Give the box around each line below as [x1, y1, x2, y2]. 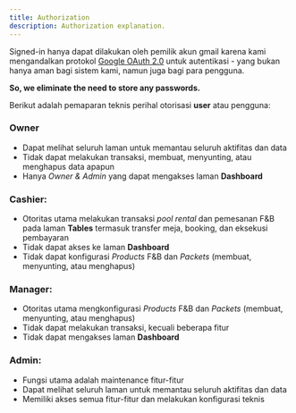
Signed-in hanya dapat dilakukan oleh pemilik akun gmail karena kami [9, 46, 266, 56]
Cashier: [9, 193, 47, 206]
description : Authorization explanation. [9, 21, 166, 30]
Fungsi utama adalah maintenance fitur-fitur [21, 375, 185, 385]
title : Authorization [9, 13, 90, 22]
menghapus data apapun [21, 161, 114, 172]
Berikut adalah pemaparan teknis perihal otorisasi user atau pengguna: [9, 99, 271, 110]
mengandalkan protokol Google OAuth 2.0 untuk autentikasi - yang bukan [9, 55, 280, 66]
